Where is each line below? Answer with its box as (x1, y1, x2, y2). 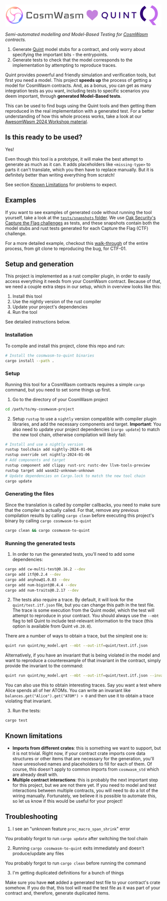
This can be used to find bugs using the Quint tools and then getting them (5, 102, 157, 109)
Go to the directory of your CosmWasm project (12, 396, 108, 402)
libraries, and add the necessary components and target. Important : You (12, 421, 162, 427)
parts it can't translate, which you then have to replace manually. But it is (5, 167, 154, 173)
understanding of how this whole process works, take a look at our (5, 113, 142, 119)
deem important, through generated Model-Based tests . (5, 93, 122, 99)
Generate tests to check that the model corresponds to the (12, 57, 133, 63)
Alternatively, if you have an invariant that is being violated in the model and (5, 652, 160, 658)
